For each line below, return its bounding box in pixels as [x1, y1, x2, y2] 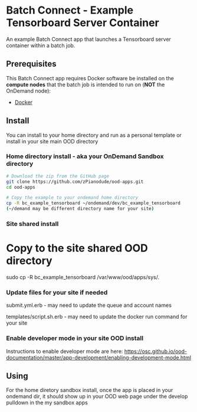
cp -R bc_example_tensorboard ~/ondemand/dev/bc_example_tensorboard [6, 200, 181, 207]
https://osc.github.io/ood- [124, 348, 188, 355]
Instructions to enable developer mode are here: [6, 348, 123, 355]
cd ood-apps [6, 184, 35, 190]
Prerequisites [6, 59, 57, 69]
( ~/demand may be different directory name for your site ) [6, 206, 155, 212]
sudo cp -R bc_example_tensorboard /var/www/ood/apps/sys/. [6, 273, 160, 280]
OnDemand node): [6, 87, 51, 94]
